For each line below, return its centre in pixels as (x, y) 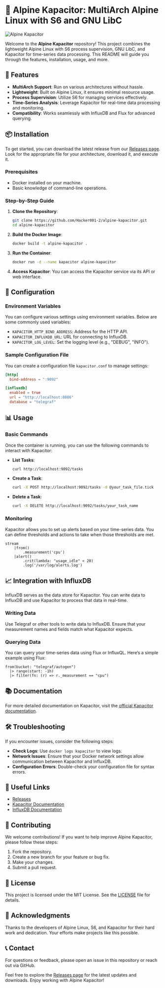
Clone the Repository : (35, 212)
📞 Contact (20, 948)
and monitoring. (28, 107)
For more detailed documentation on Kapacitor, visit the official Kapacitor (79, 706)
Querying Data (23, 642)
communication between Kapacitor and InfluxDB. (62, 761)
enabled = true (25, 393)
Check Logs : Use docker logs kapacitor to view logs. (67, 751)
